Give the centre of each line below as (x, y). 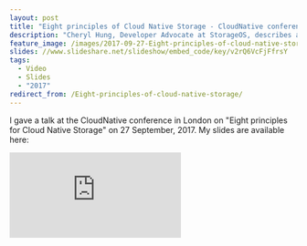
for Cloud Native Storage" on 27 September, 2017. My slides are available (147, 129)
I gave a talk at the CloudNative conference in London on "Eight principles (148, 120)
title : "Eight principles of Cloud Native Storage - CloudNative (136, 26)
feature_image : (38, 43)
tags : (20, 60)
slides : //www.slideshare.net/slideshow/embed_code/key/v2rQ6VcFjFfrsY (148, 52)
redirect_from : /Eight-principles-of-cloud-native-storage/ (127, 94)
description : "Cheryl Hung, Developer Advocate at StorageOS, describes (151, 35)
